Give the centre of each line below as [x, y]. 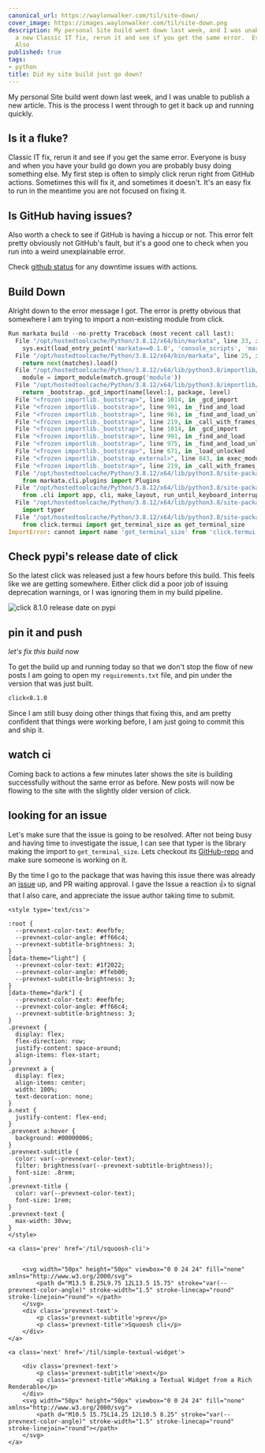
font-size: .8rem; [46, 1173]
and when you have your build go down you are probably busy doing [120, 166]
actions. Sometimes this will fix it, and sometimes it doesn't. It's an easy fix [130, 183]
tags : [17, 60]
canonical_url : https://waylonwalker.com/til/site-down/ [104, 15]
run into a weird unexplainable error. [67, 252]
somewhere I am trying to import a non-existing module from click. [116, 319]
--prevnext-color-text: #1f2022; [70, 965]
